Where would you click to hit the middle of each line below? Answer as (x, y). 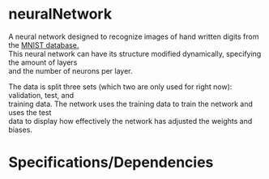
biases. (20, 130)
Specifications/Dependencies (111, 162)
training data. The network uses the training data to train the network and (131, 104)
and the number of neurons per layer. (70, 70)
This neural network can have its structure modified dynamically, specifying (135, 53)
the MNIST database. (44, 45)
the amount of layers (43, 62)
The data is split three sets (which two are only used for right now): (120, 87)
